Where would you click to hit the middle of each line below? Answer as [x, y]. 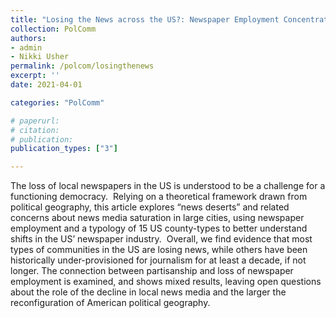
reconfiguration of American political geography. [110, 303]
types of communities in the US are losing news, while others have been [159, 250]
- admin [26, 47]
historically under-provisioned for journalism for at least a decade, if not [158, 260]
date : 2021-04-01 [46, 85]
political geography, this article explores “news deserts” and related [150, 207]
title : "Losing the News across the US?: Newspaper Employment [145, 19]
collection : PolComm [53, 29]
